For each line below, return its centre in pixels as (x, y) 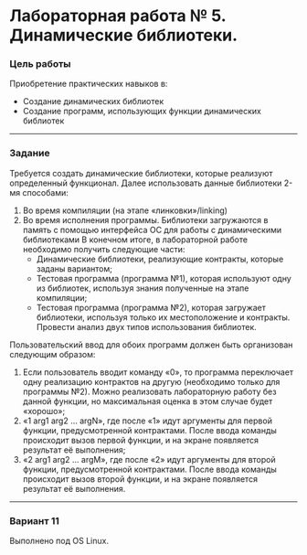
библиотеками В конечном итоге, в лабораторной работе (135, 240)
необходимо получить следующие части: (104, 249)
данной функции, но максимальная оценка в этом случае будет (148, 401)
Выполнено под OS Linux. (59, 541)
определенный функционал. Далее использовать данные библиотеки (146, 183)
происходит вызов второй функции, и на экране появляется (140, 479)
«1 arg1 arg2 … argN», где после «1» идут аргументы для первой (147, 421)
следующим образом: (53, 354)
